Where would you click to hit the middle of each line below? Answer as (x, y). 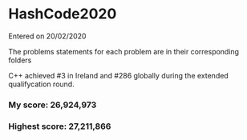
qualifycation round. (41, 84)
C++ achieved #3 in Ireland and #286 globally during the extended (118, 75)
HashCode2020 (63, 14)
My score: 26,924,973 (53, 105)
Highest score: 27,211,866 (60, 126)
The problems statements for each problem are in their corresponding (123, 51)
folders (20, 60)
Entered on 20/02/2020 (47, 36)
